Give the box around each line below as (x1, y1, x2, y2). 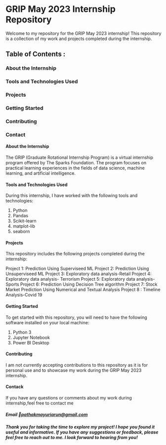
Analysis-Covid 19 (5, 292, 42, 298)
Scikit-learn (12, 218, 37, 224)
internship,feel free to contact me (5, 400, 74, 406)
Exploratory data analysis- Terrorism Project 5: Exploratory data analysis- (5, 276, 155, 282)
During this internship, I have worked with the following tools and (5, 193, 138, 198)
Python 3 (12, 329, 32, 335)
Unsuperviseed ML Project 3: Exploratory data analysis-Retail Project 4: (5, 271, 152, 277)
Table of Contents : (5, 50, 66, 58)
